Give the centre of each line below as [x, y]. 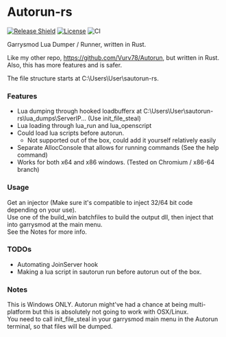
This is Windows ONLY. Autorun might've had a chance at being [98, 305]
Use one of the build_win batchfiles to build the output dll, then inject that [110, 217]
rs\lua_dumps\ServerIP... [52, 118]
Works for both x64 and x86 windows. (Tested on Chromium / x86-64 [115, 162]
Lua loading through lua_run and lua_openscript [84, 126]
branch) [28, 170]
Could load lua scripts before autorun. [71, 133]
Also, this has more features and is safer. [64, 65]
